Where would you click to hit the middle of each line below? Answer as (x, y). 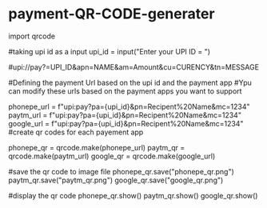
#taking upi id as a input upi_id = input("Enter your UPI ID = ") (109, 51)
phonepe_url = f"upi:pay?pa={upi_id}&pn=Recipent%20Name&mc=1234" (129, 106)
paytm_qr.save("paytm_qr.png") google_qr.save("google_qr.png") (116, 180)
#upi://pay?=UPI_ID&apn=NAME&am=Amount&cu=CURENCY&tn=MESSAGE (134, 67)
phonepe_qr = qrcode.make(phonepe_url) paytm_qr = (97, 147)
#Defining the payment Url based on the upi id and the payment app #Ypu (130, 82)
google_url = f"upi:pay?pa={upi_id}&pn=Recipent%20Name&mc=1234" (126, 123)
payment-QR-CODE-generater (112, 14)
